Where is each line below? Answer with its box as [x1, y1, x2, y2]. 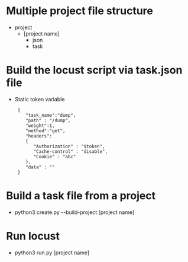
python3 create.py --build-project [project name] [14, 209, 135, 216]
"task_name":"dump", [25, 112, 76, 118]
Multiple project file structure [6, 4, 154, 18]
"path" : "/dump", [25, 117, 71, 123]
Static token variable [14, 95, 65, 103]
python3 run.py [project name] [14, 249, 90, 256]
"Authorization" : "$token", [33, 143, 105, 149]
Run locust [6, 229, 60, 242]
